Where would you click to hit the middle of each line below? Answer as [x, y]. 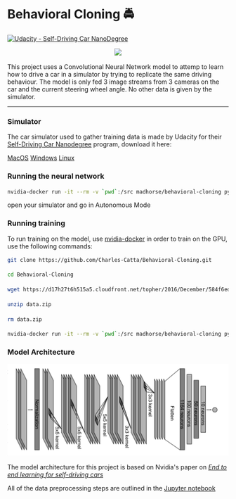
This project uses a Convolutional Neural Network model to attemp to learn [116, 67]
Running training [36, 223]
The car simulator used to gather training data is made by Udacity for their [115, 137]
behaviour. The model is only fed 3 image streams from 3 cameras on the [113, 82]
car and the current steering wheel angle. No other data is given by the [110, 89]
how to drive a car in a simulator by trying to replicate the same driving [110, 74]
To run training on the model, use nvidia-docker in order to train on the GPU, [117, 239]
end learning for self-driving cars [55, 474]
